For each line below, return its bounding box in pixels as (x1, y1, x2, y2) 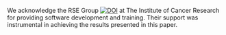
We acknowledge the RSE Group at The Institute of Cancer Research (7, 7, 220, 14)
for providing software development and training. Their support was (7, 13, 199, 22)
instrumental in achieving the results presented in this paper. (7, 21, 178, 28)
